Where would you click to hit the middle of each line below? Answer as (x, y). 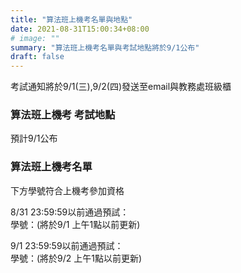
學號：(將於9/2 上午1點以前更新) (76, 258)
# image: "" (35, 38)
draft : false (37, 57)
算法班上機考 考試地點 (63, 115)
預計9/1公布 (34, 138)
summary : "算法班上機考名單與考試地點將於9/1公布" (105, 47)
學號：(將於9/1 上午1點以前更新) (75, 224)
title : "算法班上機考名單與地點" (71, 19)
